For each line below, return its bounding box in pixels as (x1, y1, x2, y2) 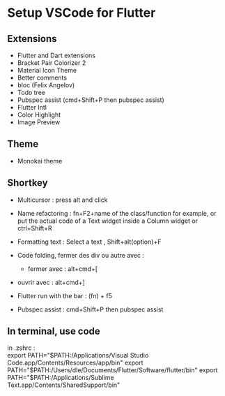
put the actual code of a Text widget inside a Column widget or (17, 217, 199, 225)
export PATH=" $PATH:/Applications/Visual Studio (7, 351, 149, 360)
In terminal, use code (7, 325, 101, 337)
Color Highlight (17, 110, 61, 119)
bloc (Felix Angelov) (17, 81, 75, 89)
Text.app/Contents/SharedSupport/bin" (7, 381, 121, 389)
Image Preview (17, 118, 61, 126)
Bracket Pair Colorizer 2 (17, 59, 86, 67)
